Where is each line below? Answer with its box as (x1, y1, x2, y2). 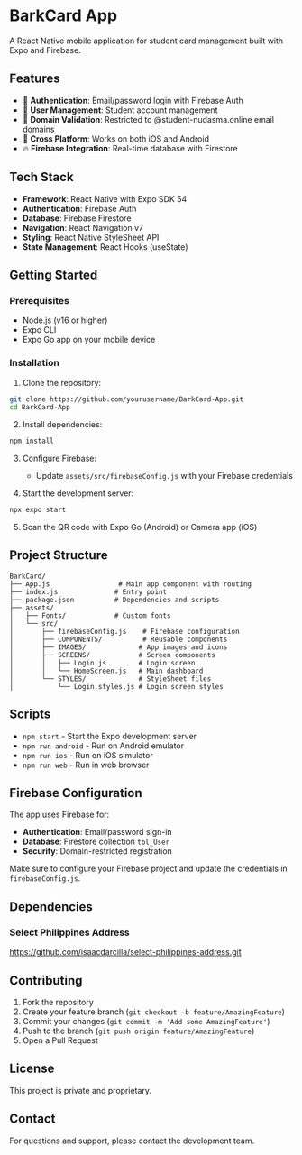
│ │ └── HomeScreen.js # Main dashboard (9, 666, 204, 675)
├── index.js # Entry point (9, 587, 168, 596)
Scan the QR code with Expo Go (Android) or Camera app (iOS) (22, 522, 258, 533)
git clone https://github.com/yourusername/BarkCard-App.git (9, 394, 244, 404)
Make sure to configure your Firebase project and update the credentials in (9, 863, 288, 875)
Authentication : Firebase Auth (22, 203, 137, 214)
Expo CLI (22, 325, 57, 335)
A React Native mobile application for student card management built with (9, 35, 284, 46)
